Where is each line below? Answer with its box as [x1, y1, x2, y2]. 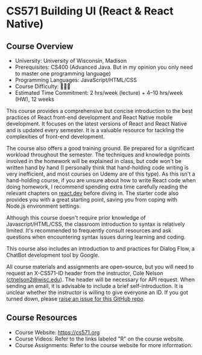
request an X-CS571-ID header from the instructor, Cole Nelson [6, 270, 163, 277]
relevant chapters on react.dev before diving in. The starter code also [6, 190, 179, 197]
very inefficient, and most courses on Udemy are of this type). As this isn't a [6, 170, 195, 177]
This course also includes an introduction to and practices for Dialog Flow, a [6, 245, 195, 252]
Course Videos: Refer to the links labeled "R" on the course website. [14, 335, 185, 342]
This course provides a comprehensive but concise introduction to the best [6, 107, 193, 114]
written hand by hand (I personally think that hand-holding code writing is [6, 164, 189, 171]
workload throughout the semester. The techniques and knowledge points [6, 151, 190, 158]
